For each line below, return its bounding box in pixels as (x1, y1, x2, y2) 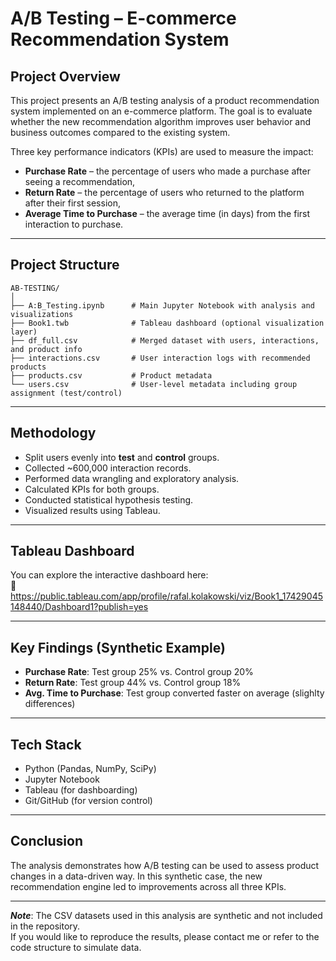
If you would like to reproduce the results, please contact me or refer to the (10, 930, 320, 942)
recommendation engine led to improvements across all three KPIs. (10, 880, 287, 892)
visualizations (10, 309, 74, 319)
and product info (10, 344, 83, 354)
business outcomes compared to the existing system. (10, 127, 231, 138)
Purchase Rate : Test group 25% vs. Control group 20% (24, 666, 254, 678)
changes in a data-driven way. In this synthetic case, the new (10, 870, 263, 882)
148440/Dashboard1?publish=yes (10, 601, 149, 613)
